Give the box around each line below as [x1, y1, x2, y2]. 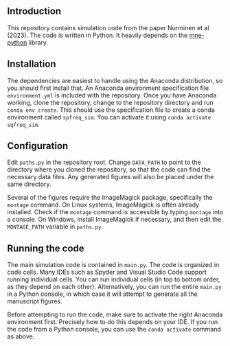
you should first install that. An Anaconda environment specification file [7, 84, 209, 92]
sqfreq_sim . [7, 120, 40, 128]
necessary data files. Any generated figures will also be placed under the [7, 173, 214, 181]
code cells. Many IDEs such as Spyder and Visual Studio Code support [7, 268, 207, 277]
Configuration [7, 140, 69, 152]
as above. [7, 332, 35, 341]
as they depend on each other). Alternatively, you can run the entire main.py [7, 283, 222, 291]
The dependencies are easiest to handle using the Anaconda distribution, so [7, 76, 223, 84]
